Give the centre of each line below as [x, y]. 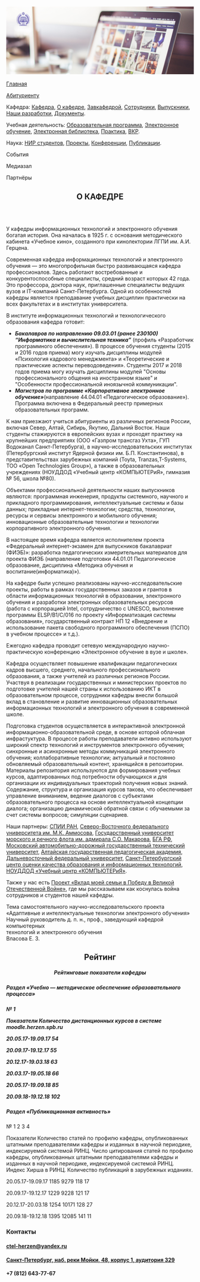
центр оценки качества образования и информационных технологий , [95, 864]
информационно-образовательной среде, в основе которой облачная [96, 732]
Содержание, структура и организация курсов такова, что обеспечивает [99, 789]
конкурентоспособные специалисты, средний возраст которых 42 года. [98, 278]
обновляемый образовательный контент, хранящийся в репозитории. [95, 764]
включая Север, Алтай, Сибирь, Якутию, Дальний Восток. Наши [88, 428]
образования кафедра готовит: [46, 322]
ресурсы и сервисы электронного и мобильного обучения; [82, 515]
